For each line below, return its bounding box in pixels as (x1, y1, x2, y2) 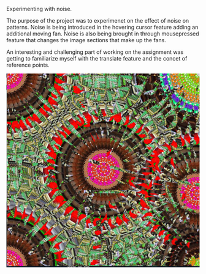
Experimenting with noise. (6, 6, 72, 12)
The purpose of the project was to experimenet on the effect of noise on (6, 17, 189, 24)
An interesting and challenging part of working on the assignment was (6, 48, 184, 56)
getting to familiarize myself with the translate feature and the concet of (6, 55, 188, 62)
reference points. (6, 61, 50, 68)
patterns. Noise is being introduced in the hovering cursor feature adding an (6, 24, 199, 31)
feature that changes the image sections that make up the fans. (6, 37, 167, 43)
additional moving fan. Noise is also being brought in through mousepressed (6, 30, 199, 37)
